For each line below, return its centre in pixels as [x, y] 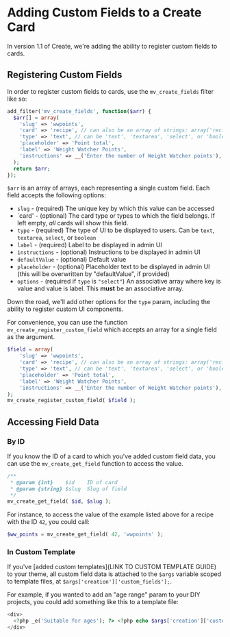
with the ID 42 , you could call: [49, 522]
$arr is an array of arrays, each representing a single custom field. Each [108, 188]
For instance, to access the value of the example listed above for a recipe [111, 514]
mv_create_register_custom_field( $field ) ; [72, 401]
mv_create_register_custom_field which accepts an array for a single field [112, 329]
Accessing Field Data [53, 422]
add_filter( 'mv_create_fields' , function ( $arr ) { [79, 111]
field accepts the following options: [56, 195]
